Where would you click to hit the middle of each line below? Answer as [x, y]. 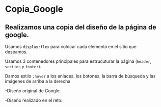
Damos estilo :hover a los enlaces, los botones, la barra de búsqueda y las [80, 76]
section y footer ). [23, 67]
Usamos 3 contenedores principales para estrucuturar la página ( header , [78, 61]
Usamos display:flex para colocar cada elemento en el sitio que [71, 47]
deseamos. [16, 52]
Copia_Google [34, 9]
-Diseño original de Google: [33, 91]
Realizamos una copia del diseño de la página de [81, 27]
